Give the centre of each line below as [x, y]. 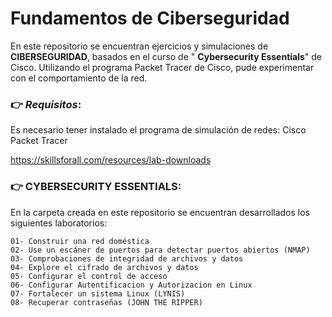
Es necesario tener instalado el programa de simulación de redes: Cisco [158, 130]
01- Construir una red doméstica [80, 241]
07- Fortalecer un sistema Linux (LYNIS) [98, 293]
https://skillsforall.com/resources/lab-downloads [111, 160]
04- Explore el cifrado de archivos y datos [104, 267]
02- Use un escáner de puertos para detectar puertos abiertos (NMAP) [160, 250]
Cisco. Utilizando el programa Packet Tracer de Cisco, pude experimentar [162, 67]
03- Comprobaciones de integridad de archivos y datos [127, 258]
